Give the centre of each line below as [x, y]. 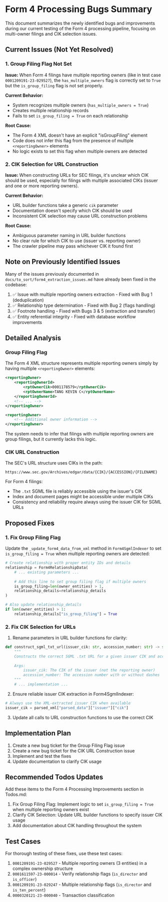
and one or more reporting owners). [42, 186]
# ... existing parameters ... [47, 572]
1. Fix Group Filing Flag [33, 537]
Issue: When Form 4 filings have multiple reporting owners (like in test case [83, 75]
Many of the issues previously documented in [52, 274]
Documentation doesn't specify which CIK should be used [72, 210]
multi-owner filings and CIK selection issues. [51, 34]
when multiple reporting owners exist [50, 810]
